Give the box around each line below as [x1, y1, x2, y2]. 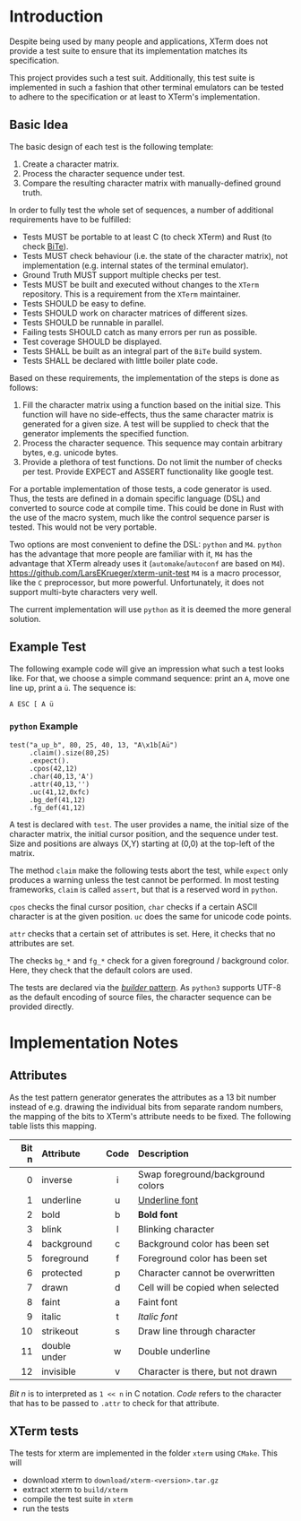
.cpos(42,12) [29, 764, 78, 773]
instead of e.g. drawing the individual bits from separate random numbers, [9, 1101, 284, 1112]
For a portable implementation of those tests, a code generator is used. [9, 483, 272, 494]
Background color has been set [137, 1237, 270, 1249]
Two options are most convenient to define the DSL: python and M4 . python [9, 539, 282, 549]
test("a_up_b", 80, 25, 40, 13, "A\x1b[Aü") [9, 740, 178, 749]
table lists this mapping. [9, 1120, 97, 1131]
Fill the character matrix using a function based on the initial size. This [21, 399, 281, 410]
